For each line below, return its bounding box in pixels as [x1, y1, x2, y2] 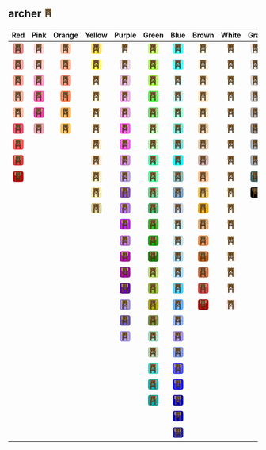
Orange [52, 30, 79, 40]
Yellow [85, 30, 108, 40]
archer [8, 7, 42, 21]
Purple [114, 30, 137, 40]
